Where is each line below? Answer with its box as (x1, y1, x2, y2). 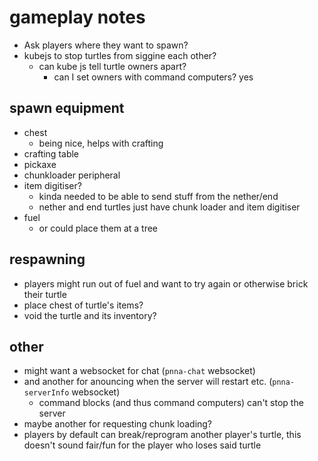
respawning (9, 251, 86, 268)
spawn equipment (9, 100, 125, 117)
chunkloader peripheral (23, 169, 121, 181)
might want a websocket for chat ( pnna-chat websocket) (23, 365, 256, 377)
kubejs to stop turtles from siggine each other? (23, 49, 217, 61)
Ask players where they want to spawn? (23, 39, 189, 51)
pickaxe (23, 158, 57, 170)
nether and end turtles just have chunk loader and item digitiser (38, 201, 301, 213)
